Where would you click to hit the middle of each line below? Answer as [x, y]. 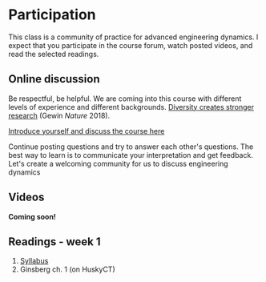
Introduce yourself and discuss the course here [87, 131]
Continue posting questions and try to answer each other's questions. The [131, 147]
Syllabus [34, 261]
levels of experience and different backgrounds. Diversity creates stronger [131, 107]
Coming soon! [32, 216]
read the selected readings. [54, 54]
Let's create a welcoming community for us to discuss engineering [118, 163]
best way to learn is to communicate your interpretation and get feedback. [131, 155]
